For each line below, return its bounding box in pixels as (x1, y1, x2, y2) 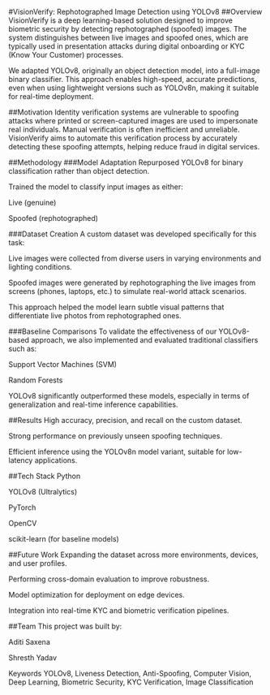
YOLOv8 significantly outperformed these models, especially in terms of (8, 391, 250, 400)
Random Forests (8, 375, 63, 385)
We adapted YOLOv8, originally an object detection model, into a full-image (8, 66, 261, 76)
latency (8, 455, 33, 465)
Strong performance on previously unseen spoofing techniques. (8, 431, 223, 441)
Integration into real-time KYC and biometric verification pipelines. (8, 606, 229, 615)
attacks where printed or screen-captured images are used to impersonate (8, 116, 258, 125)
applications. (34, 455, 78, 465)
